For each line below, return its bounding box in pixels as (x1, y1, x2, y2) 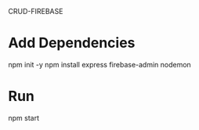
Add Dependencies (8, 34, 136, 52)
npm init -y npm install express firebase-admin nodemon (8, 60, 192, 69)
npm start (8, 113, 40, 122)
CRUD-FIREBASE (8, 7, 63, 16)
